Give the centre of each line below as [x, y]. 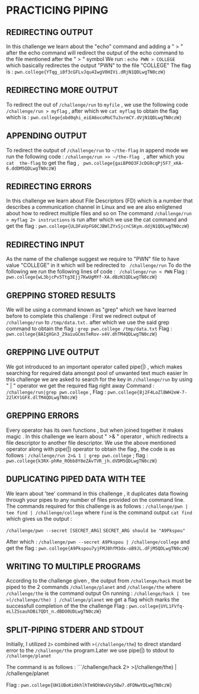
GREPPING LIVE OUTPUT [53, 353]
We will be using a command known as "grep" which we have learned [91, 310]
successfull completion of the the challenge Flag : [67, 606]
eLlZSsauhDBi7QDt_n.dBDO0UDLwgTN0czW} [54, 612]
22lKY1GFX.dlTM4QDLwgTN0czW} [42, 397]
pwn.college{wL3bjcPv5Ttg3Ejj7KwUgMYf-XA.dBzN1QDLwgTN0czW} [82, 277]
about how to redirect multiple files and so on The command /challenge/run [99, 214]
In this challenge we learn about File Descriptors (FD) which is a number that [99, 201]
